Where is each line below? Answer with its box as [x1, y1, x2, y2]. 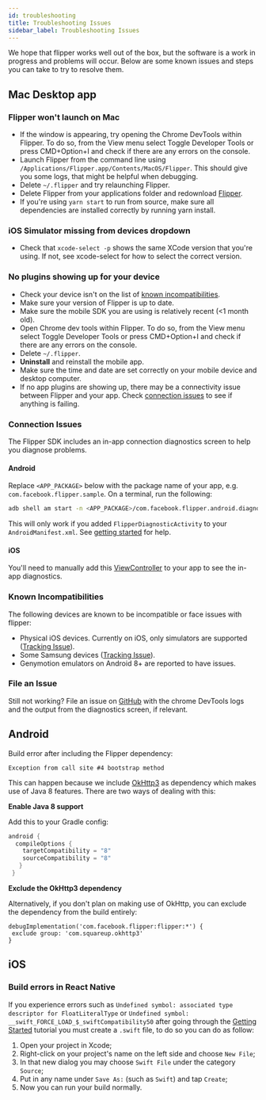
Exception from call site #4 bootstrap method [8, 764, 165, 772]
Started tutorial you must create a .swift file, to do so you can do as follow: [8, 1025, 255, 1034]
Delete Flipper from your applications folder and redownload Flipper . [19, 189, 243, 198]
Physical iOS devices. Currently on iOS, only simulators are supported [19, 633, 248, 643]
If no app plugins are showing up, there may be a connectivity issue [19, 382, 241, 391]
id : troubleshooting [8, 11, 77, 20]
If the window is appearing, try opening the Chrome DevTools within [19, 130, 242, 139]
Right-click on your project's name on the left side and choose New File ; [19, 1048, 256, 1058]
